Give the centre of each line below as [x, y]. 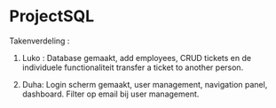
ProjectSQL [52, 16]
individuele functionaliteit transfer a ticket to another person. [133, 67]
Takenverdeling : [39, 41]
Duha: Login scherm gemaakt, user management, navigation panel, [145, 84]
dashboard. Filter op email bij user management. [110, 94]
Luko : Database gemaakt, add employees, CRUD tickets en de [136, 58]
